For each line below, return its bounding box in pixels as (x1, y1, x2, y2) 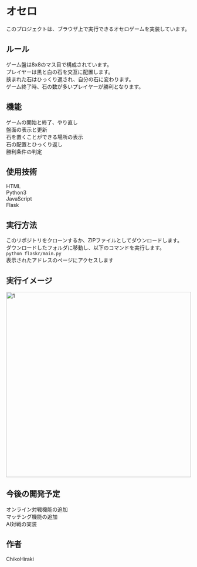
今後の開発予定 (6, 489, 60, 499)
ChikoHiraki (6, 555, 34, 562)
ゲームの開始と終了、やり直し (6, 118, 78, 126)
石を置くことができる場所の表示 (6, 133, 83, 141)
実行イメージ (6, 275, 53, 285)
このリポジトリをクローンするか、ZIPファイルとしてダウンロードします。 (6, 237, 183, 244)
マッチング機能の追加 (6, 513, 57, 520)
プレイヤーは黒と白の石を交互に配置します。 (6, 68, 114, 75)
